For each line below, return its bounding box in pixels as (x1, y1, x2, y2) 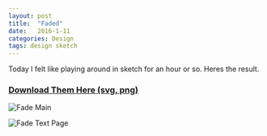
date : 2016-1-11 (8, 27, 70, 35)
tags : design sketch (8, 42, 78, 50)
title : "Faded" (8, 19, 63, 28)
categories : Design (8, 34, 74, 43)
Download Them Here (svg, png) (8, 84, 139, 96)
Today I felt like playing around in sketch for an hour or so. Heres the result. (8, 64, 260, 74)
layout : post (8, 11, 53, 20)
